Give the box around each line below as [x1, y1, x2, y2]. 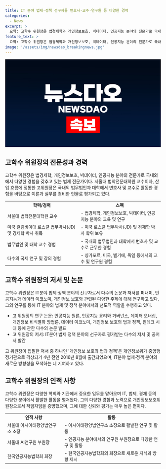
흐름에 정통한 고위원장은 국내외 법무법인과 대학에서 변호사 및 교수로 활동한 [10, 185, 153, 191]
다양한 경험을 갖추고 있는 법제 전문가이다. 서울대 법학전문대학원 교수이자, [14, 179, 154, 185]
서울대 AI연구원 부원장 [7, 439, 50, 445]
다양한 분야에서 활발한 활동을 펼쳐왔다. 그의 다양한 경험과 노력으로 [5, 397, 132, 402]
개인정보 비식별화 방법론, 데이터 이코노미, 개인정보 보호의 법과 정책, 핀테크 [12, 319, 155, 325]
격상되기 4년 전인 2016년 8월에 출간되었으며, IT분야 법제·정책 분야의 [26, 354, 158, 360]
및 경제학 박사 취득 [7, 230, 43, 236]
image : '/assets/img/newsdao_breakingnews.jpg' [5, 45, 105, 50]
